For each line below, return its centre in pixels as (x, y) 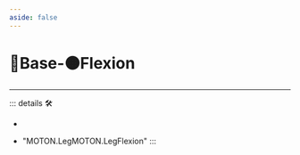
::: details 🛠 (31, 102)
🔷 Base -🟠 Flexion (72, 63)
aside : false (33, 17)
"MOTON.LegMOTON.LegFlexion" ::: (89, 141)
